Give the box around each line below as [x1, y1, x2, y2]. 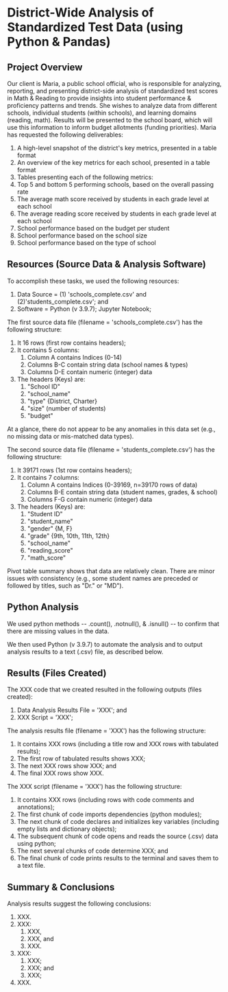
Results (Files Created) [7, 667, 107, 679]
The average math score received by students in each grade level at [16, 195, 210, 203]
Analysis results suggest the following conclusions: [7, 899, 152, 908]
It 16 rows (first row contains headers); [16, 338, 127, 347]
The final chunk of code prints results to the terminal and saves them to [16, 854, 219, 862]
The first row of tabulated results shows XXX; [16, 754, 146, 763]
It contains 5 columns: [16, 345, 80, 354]
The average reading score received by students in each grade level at [16, 209, 217, 218]
